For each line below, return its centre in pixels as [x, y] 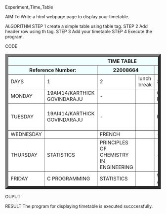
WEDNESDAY [26, 134]
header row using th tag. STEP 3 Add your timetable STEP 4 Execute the [79, 31]
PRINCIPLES [114, 143]
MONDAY [22, 96]
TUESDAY [22, 117]
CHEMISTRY [114, 155]
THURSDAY [24, 155]
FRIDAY [19, 178]
